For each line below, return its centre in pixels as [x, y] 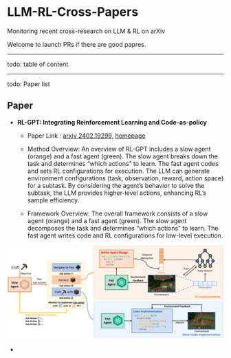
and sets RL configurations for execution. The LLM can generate [119, 171]
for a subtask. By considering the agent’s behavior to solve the [116, 185]
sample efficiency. [53, 200]
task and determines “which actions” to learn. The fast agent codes [123, 163]
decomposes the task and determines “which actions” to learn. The [123, 228]
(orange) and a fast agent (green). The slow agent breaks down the [123, 156]
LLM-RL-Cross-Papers [73, 12]
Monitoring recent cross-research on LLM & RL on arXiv [86, 31]
